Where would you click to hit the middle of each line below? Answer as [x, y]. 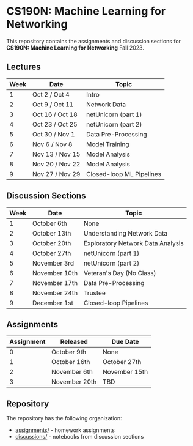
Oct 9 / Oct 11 [53, 104]
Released [74, 342]
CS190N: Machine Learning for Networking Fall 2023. [75, 48]
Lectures [24, 67]
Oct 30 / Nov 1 [54, 134]
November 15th [126, 372]
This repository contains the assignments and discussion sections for [94, 41]
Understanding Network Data [126, 233]
